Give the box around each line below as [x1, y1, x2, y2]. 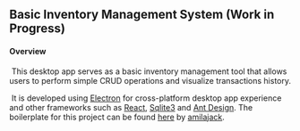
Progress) [9, 21, 65, 37]
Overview [9, 45, 47, 56]
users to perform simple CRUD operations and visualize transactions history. [9, 75, 292, 86]
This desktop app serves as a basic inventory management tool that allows [11, 66, 287, 77]
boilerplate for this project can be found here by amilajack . [9, 111, 226, 122]
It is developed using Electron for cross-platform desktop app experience [11, 93, 282, 103]
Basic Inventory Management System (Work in [9, 7, 275, 22]
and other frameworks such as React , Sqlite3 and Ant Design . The [9, 102, 253, 112]
